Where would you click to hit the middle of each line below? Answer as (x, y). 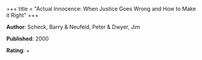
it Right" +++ (22, 15)
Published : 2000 (27, 38)
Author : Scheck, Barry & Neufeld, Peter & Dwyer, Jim (73, 27)
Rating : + (18, 50)
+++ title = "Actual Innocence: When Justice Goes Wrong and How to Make (101, 9)
